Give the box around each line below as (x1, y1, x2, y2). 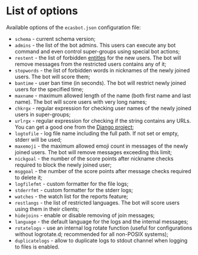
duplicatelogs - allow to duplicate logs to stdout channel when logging (14, 237, 188, 244)
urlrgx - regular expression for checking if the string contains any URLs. (14, 117, 191, 124)
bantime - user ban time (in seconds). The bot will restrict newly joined (14, 79, 186, 87)
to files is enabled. (14, 243, 60, 250)
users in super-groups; (14, 111, 71, 118)
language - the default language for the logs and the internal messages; (14, 218, 189, 225)
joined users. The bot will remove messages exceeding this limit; (14, 148, 173, 155)
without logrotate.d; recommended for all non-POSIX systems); (14, 230, 168, 238)
